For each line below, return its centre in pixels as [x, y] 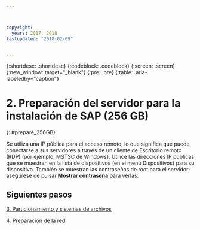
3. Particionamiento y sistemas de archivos [59, 209]
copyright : [20, 28]
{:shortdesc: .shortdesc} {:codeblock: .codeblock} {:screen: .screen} [91, 66]
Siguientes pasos [39, 194]
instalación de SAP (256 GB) [78, 116]
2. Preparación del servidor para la [93, 103]
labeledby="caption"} [33, 79]
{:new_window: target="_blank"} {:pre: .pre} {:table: [70, 72]
